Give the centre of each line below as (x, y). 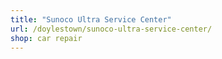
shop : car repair (46, 38)
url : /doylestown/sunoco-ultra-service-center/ (111, 29)
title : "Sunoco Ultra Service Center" (91, 19)
